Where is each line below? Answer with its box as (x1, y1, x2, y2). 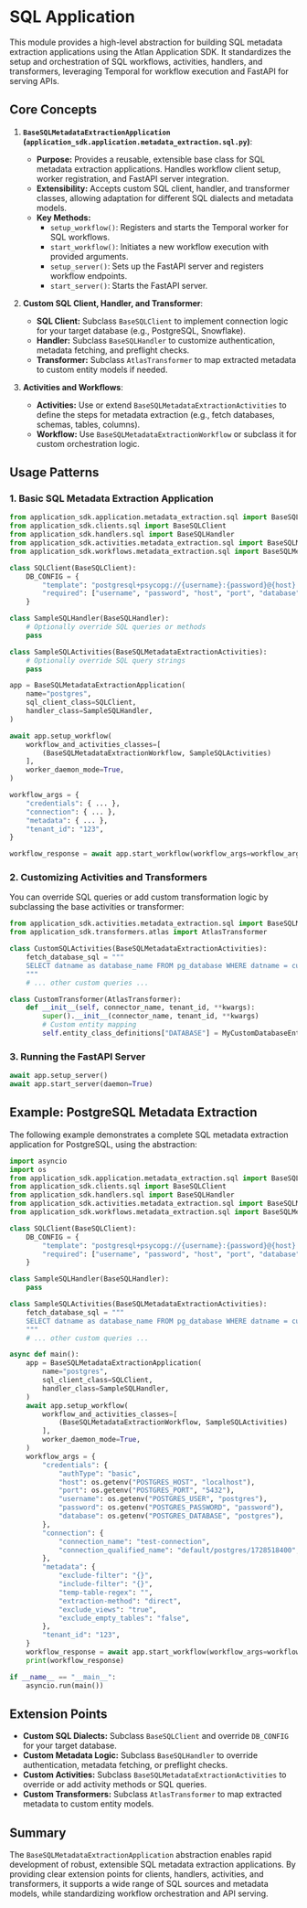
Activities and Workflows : (22, 381, 123, 392)
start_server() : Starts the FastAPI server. (49, 280, 208, 291)
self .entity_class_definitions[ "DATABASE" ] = (42, 1029, 219, 1039)
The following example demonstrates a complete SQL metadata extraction (9, 1129, 290, 1140)
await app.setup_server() (9, 1071, 108, 1081)
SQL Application (9, 6, 135, 27)
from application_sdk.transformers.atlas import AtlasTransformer (9, 928, 268, 937)
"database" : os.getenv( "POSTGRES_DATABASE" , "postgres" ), (58, 1511, 284, 1521)
